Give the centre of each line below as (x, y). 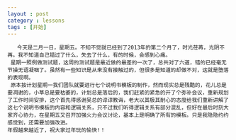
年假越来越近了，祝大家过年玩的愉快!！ (57, 130)
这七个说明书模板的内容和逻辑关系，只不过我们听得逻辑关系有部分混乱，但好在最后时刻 (116, 108)
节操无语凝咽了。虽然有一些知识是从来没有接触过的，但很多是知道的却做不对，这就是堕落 (118, 70)
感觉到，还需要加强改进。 (39, 123)
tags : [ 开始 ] (27, 27)
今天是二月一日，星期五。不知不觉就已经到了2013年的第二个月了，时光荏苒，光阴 (118, 48)
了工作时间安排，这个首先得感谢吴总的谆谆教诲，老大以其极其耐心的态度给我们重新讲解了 (118, 100)
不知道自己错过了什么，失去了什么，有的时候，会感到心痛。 (97, 55)
